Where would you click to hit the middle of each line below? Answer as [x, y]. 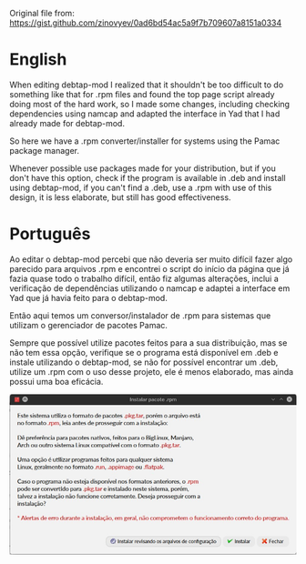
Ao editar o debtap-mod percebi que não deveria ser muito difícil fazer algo [151, 259]
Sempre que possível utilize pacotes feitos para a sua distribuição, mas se [148, 342]
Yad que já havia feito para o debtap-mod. [89, 297]
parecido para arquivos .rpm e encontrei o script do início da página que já [149, 268]
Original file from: [42, 13]
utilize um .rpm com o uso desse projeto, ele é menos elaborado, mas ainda [152, 371]
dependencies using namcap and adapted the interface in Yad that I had [145, 114]
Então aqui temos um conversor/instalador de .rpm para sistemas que [140, 315]
